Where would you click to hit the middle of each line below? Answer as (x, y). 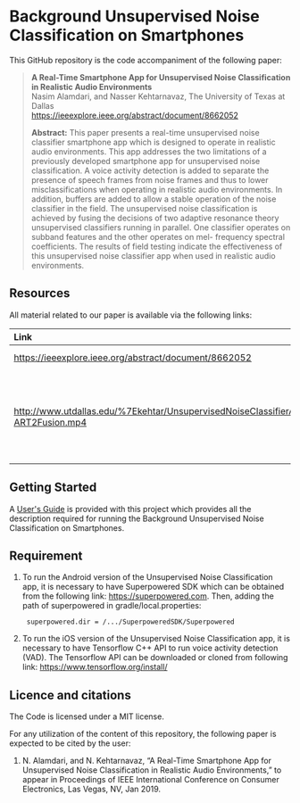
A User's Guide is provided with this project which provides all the (130, 509)
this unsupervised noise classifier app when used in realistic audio (153, 255)
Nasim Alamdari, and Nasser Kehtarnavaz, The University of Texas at (158, 96)
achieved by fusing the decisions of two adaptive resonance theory (155, 218)
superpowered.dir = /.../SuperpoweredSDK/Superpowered (130, 622)
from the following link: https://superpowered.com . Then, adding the (148, 596)
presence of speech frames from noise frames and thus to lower (150, 179)
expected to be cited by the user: (70, 743)
